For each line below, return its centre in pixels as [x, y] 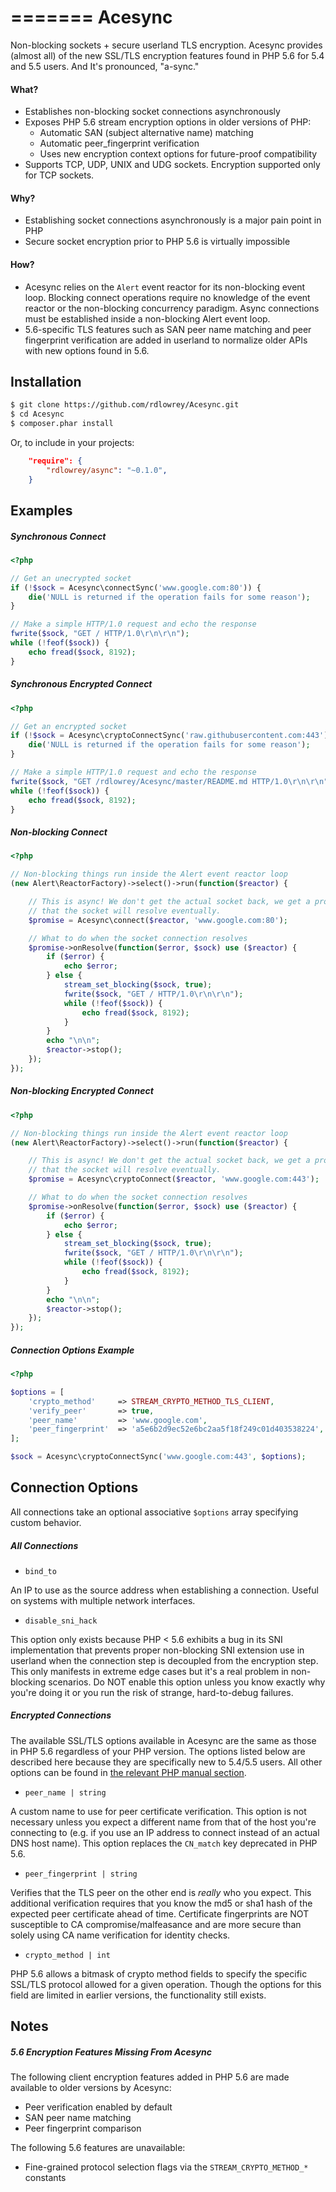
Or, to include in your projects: [72, 442]
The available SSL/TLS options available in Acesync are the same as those [163, 1740]
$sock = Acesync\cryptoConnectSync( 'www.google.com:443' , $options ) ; [158, 1457]
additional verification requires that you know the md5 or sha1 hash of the [161, 1903]
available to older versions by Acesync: [91, 2088]
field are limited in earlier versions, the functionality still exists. [138, 1995]
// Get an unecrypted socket [71, 578]
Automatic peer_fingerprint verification [119, 143]
